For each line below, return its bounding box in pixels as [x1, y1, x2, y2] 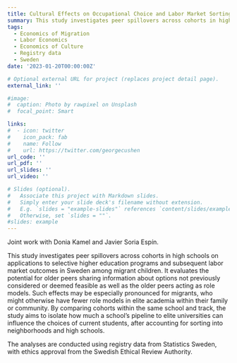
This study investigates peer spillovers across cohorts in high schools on [7, 252, 219, 260]
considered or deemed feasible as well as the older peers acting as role [7, 281, 215, 290]
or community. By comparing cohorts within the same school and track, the [7, 304, 226, 312]
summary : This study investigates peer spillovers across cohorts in [7, 17, 217, 24]
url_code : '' [7, 153, 46, 161]
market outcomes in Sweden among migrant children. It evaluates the [7, 266, 209, 275]
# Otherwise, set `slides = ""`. [7, 212, 112, 219]
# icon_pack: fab [7, 133, 68, 141]
